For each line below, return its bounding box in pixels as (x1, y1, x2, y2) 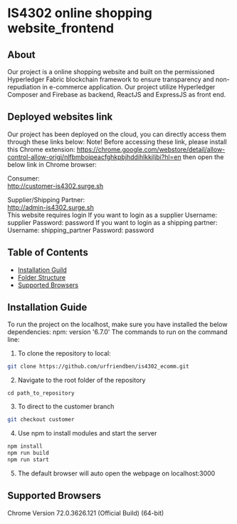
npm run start (7, 455, 50, 463)
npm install (7, 443, 43, 450)
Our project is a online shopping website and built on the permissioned (7, 68, 215, 76)
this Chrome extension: (7, 145, 75, 153)
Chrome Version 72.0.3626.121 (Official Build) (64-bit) (7, 508, 164, 517)
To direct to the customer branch (17, 402, 115, 411)
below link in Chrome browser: (7, 160, 98, 168)
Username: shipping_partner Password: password (7, 226, 154, 234)
